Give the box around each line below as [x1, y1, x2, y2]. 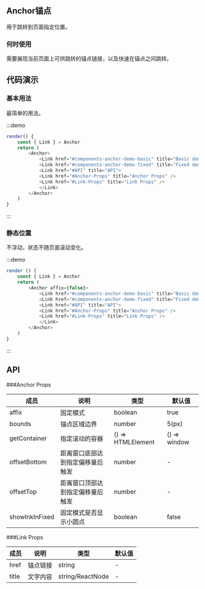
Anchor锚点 [6, 5, 52, 16]
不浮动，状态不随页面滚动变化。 [6, 244, 87, 251]
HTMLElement [113, 438, 155, 446]
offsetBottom [9, 457, 47, 466]
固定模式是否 [60, 508, 98, 517]
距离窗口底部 [60, 449, 98, 457]
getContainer [9, 434, 48, 443]
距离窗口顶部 [60, 479, 98, 487]
